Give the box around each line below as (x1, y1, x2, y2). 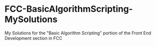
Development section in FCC (4, 35, 62, 41)
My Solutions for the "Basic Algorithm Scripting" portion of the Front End (4, 30, 152, 36)
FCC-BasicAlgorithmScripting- (4, 3, 133, 15)
